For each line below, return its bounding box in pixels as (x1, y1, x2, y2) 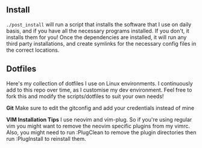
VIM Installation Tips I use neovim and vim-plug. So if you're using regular (6, 116, 192, 123)
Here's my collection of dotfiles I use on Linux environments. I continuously (6, 79, 193, 87)
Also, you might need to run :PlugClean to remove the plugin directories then (6, 129, 197, 136)
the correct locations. (6, 46, 60, 54)
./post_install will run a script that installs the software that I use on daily (6, 20, 192, 28)
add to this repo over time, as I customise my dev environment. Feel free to (6, 86, 192, 93)
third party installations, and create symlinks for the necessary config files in (6, 40, 197, 47)
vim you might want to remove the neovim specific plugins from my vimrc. (6, 122, 190, 129)
